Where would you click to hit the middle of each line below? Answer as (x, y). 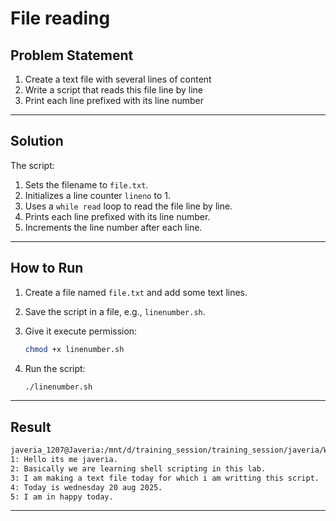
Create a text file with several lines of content (118, 79)
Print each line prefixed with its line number (114, 100)
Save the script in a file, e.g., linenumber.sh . (115, 311)
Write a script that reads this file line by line (113, 90)
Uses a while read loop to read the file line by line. (128, 206)
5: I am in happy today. (62, 497)
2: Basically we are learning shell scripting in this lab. (138, 468)
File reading (60, 18)
